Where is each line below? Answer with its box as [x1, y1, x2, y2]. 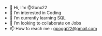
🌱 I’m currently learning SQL [9, 15, 66, 20]
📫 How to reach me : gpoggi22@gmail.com [9, 26, 98, 31]
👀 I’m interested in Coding [9, 10, 61, 16]
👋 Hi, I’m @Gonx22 [9, 5, 47, 10]
